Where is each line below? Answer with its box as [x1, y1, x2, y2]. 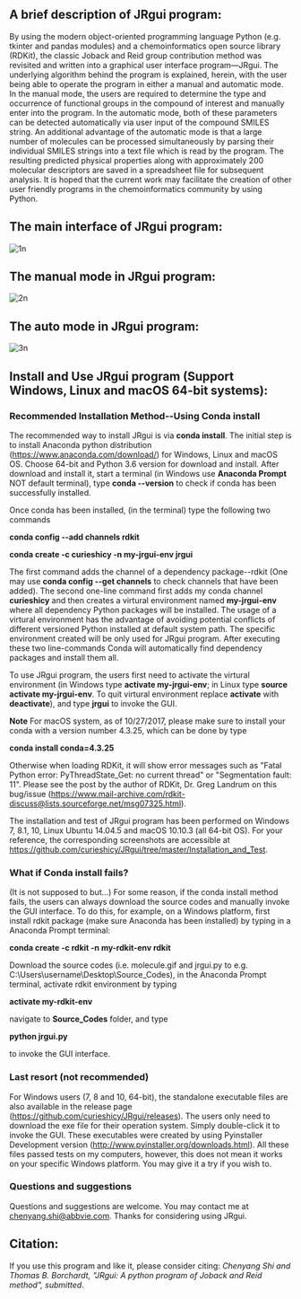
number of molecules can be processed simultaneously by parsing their [9, 136, 275, 146]
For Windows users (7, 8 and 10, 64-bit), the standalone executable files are [9, 1091, 288, 1102]
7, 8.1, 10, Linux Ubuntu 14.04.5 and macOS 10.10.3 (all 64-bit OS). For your [9, 825, 284, 836]
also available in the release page [9, 1101, 133, 1111]
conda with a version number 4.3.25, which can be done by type [9, 724, 247, 735]
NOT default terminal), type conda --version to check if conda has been [9, 478, 277, 488]
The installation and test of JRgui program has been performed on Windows [9, 815, 289, 826]
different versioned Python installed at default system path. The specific [9, 623, 276, 634]
